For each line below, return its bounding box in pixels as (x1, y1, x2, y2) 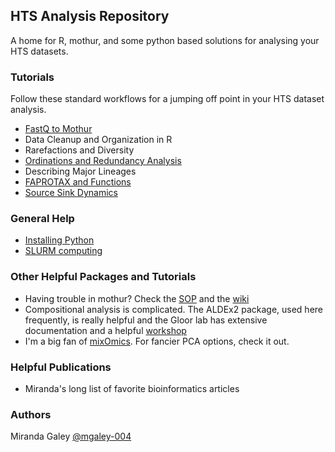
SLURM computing (24, 245, 103, 257)
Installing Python (24, 234, 95, 246)
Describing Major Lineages (24, 165, 137, 178)
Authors (10, 407, 52, 421)
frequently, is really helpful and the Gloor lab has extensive (24, 314, 268, 326)
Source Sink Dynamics (24, 187, 118, 199)
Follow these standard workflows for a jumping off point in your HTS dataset (10, 93, 325, 105)
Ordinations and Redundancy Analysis (24, 155, 182, 167)
